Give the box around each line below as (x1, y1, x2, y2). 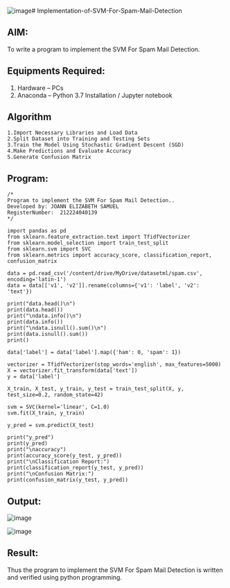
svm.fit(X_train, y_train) (7, 410, 85, 417)
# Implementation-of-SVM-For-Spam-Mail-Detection (31, 7, 182, 15)
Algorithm (7, 111, 52, 123)
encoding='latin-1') (7, 276, 67, 283)
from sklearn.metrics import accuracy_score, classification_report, (7, 252, 213, 259)
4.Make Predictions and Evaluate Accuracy (7, 148, 132, 155)
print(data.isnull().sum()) (7, 330, 89, 338)
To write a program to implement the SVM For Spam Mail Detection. (7, 45, 200, 53)
